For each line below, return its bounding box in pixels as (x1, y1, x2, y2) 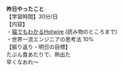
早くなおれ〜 (6, 58, 39, 66)
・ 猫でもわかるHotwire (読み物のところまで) (6, 28, 117, 35)
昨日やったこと (6, 5, 44, 12)
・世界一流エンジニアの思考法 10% (6, 36, 94, 42)
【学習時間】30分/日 (6, 13, 58, 20)
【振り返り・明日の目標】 (6, 43, 71, 50)
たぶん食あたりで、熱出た (6, 51, 71, 58)
